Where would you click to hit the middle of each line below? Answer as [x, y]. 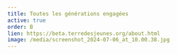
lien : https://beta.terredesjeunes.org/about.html [84, 33]
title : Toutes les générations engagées [68, 14]
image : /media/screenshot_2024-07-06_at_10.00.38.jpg [89, 40]
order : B [20, 27]
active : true [27, 20]
